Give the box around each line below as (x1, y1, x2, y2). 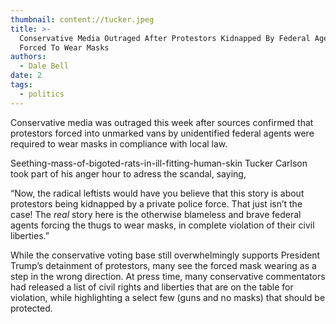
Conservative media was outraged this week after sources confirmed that (10, 116, 314, 128)
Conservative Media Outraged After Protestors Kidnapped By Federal (19, 33, 311, 43)
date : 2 (10, 71, 43, 81)
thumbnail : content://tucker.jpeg (10, 14, 155, 25)
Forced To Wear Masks (19, 42, 110, 53)
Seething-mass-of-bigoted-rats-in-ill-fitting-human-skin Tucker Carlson (10, 157, 308, 169)
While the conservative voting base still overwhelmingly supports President (10, 249, 321, 261)
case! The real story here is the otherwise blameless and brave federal (10, 208, 302, 220)
